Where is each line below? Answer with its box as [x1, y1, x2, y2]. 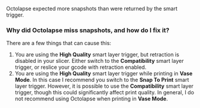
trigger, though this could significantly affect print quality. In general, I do [14, 89, 195, 96]
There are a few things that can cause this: [6, 40, 112, 47]
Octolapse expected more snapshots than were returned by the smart [6, 5, 178, 12]
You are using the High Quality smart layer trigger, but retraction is [14, 51, 180, 58]
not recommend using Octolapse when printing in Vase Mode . [14, 95, 168, 103]
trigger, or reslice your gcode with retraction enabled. [14, 63, 147, 71]
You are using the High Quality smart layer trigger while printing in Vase [14, 70, 193, 77]
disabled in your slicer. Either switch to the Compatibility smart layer [14, 58, 184, 65]
